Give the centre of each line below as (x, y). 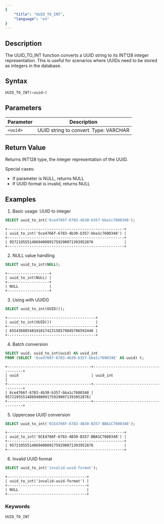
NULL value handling (33, 256)
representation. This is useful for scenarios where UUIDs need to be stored (81, 61)
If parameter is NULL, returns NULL (48, 178)
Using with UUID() (31, 300)
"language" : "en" (32, 19)
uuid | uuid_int (61, 375)
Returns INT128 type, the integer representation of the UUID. (66, 159)
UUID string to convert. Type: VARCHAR (83, 130)
